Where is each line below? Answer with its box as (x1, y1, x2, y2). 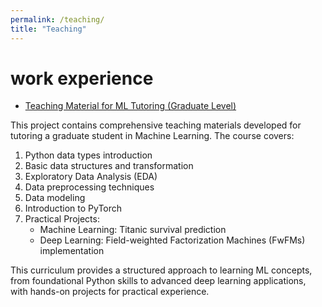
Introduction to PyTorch (24, 202, 123, 215)
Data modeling (24, 192, 86, 204)
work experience (10, 67, 154, 90)
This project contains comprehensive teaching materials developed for (10, 119, 302, 131)
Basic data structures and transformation (24, 160, 194, 172)
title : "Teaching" (10, 24, 87, 34)
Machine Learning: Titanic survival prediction (39, 224, 227, 236)
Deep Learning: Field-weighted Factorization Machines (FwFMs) (39, 234, 306, 246)
